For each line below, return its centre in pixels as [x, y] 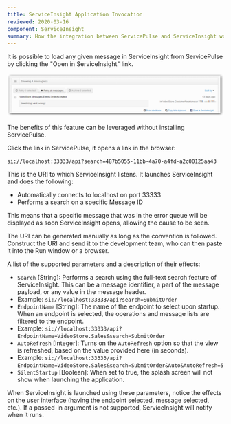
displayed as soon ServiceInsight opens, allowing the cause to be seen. [108, 223]
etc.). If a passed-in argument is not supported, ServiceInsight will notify [110, 407]
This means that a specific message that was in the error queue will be [107, 215]
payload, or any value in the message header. [81, 291]
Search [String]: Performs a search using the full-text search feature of [117, 277]
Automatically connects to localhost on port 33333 [89, 194]
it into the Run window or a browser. [58, 250]
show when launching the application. [71, 379]
